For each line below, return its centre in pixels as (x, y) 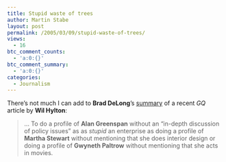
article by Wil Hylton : (37, 111)
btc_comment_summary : (38, 65)
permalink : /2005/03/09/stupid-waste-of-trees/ (76, 33)
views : (16, 39)
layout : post (26, 26)
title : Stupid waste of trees (50, 13)
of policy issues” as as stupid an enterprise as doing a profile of (114, 131)
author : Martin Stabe (38, 20)
